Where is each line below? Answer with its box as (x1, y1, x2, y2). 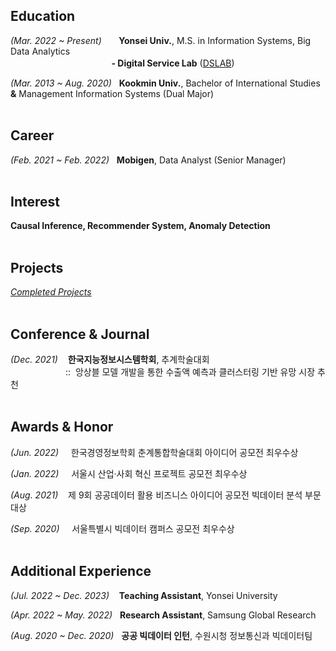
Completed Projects (10, 286, 92, 298)
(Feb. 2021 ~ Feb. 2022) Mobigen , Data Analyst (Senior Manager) (10, 154, 287, 166)
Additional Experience (10, 563, 152, 580)
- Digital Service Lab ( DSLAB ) (111, 57, 235, 69)
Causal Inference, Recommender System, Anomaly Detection (10, 220, 271, 232)
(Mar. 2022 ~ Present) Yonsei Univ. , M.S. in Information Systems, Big (10, 34, 312, 46)
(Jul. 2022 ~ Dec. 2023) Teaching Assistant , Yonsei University (10, 589, 278, 601)
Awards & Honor (10, 419, 114, 436)
